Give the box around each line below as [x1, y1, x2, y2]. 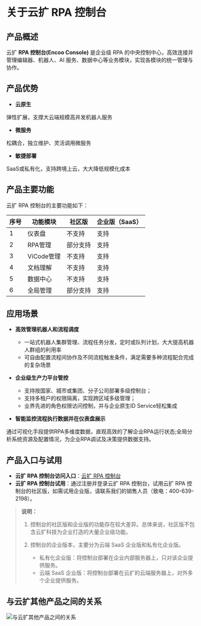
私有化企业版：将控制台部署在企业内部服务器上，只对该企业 [39, 554, 188, 561]
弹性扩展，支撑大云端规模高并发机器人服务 [6, 113, 113, 121]
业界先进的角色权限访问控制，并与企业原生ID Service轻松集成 [24, 402, 177, 410]
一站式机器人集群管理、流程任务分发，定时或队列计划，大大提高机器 [24, 339, 194, 346]
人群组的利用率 [24, 346, 62, 353]
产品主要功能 [6, 184, 54, 195]
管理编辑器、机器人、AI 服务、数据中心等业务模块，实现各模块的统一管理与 [6, 56, 194, 64]
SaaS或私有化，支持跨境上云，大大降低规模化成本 [6, 165, 131, 172]
